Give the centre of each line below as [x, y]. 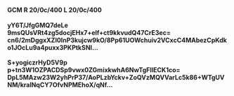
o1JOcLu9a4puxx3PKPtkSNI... [53, 48]
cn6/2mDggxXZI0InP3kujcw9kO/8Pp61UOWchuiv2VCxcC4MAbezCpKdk [117, 40]
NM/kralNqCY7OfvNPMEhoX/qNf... [60, 85]
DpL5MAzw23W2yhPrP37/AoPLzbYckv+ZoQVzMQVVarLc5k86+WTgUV [116, 78]
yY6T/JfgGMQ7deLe [38, 25]
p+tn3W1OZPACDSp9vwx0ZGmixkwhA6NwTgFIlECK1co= [94, 70]
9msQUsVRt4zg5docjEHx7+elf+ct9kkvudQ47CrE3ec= [89, 33]
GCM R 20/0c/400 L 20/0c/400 [54, 10]
